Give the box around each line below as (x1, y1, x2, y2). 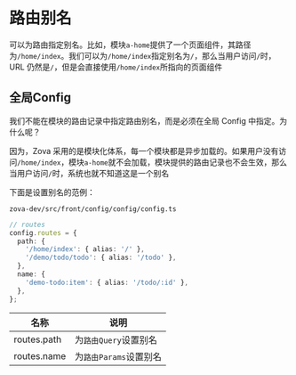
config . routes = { (9, 228, 77, 237)
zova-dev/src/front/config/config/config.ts (9, 204, 177, 214)
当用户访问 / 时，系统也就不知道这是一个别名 (9, 167, 170, 178)
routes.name (13, 349, 67, 362)
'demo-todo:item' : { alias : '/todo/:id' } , (25, 278, 189, 287)
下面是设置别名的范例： (9, 186, 95, 197)
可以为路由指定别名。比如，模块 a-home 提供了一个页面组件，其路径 (9, 39, 252, 50)
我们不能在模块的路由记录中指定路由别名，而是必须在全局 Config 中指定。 (9, 115, 280, 126)
